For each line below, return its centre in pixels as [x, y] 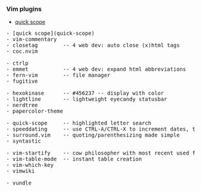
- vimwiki [20, 171]
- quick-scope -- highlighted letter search [79, 123]
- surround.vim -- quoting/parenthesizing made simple [93, 135]
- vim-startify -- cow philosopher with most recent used [98, 153]
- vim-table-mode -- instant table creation [74, 159]
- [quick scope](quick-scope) [51, 34]
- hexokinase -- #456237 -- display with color [85, 93]
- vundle [19, 183]
